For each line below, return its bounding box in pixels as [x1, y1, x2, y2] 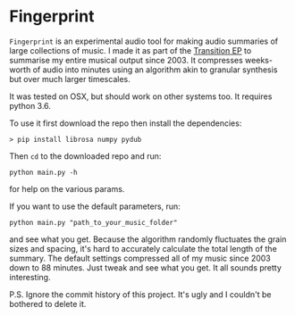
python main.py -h [9, 168, 78, 177]
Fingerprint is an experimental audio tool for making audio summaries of [9, 36, 279, 46]
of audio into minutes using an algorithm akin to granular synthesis [32, 64, 278, 75]
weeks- [244, 54, 273, 65]
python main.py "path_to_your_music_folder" [9, 218, 178, 227]
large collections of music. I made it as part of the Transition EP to [9, 45, 252, 55]
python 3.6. [9, 100, 52, 111]
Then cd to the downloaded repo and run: [9, 150, 162, 162]
